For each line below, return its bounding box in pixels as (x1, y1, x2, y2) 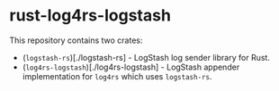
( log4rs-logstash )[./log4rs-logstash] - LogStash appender (22, 62, 240, 72)
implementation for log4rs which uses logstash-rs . (22, 70, 212, 81)
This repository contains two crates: (9, 35, 143, 45)
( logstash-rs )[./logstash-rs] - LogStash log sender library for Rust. (22, 52, 270, 62)
